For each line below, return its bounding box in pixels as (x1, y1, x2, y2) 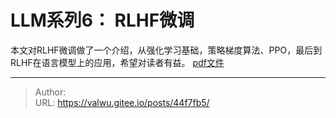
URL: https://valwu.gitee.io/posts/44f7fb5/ (34, 96, 210, 108)
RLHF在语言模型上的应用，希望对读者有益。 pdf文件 (10, 56, 225, 68)
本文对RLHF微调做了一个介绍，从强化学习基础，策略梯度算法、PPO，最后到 (10, 44, 323, 56)
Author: (34, 86, 67, 98)
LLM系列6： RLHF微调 (10, 9, 195, 32)
